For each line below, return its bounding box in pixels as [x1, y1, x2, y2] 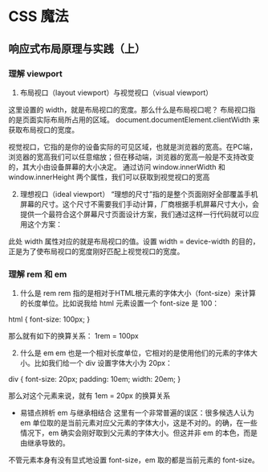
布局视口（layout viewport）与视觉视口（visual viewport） [19, 88, 213, 97]
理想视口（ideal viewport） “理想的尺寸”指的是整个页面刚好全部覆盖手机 [19, 189, 258, 199]
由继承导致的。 [19, 438, 70, 448]
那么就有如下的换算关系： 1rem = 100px [8, 331, 139, 341]
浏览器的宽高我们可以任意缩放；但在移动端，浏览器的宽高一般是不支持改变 [8, 152, 254, 162]
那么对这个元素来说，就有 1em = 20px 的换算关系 [8, 391, 171, 400]
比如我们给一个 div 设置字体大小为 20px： [34, 359, 173, 368]
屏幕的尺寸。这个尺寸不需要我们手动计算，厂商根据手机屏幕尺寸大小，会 [19, 199, 259, 209]
